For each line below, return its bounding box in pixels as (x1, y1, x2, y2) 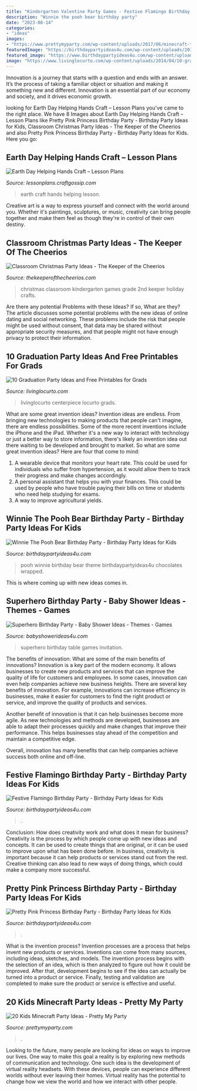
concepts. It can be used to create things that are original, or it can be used (6, 842, 188, 849)
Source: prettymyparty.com (6, 1024, 73, 1031)
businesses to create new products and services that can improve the (6, 668, 175, 675)
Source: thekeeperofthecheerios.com (6, 274, 96, 281)
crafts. (20, 292, 36, 299)
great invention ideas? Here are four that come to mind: (6, 448, 140, 455)
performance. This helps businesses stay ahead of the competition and (6, 729, 178, 736)
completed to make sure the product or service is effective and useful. (6, 980, 176, 987)
